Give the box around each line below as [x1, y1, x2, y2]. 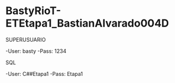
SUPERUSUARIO [5, 36, 46, 43]
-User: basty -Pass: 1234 [5, 47, 67, 54]
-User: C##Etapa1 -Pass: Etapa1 [5, 70, 83, 77]
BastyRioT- [5, 4, 61, 18]
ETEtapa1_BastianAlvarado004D [5, 16, 169, 30]
